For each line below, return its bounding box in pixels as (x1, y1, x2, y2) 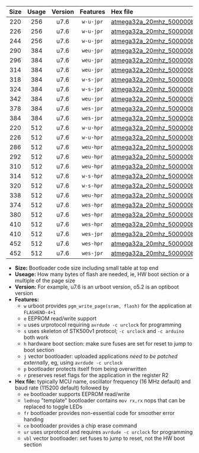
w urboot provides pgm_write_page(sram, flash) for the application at (23, 302, 192, 309)
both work (23, 334, 49, 341)
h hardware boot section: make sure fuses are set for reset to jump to (23, 340, 192, 347)
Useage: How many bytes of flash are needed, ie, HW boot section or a (14, 271, 190, 278)
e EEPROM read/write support (23, 315, 97, 322)
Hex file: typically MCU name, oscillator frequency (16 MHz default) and (14, 378, 191, 385)
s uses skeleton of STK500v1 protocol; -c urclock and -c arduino (23, 328, 185, 334)
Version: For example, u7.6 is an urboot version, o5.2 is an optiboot (14, 283, 179, 290)
